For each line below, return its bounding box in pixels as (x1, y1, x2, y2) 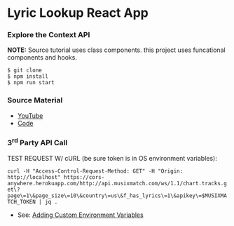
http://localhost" (7, 173, 61, 180)
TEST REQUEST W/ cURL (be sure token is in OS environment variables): (7, 154, 217, 162)
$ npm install (7, 73, 49, 80)
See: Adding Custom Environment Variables (17, 211, 144, 219)
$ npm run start (7, 79, 55, 86)
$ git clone (7, 67, 42, 74)
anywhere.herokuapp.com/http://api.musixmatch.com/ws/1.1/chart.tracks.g (7, 180, 228, 187)
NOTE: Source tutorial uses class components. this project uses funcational (7, 46, 226, 54)
